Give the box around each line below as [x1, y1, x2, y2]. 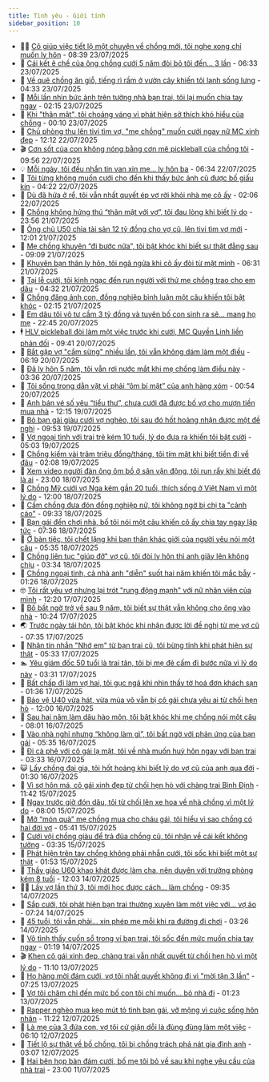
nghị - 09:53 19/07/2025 [19, 423, 102, 433]
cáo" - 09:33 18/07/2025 [19, 508, 102, 518]
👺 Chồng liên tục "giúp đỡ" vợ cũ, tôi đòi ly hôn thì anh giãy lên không [19, 551, 250, 561]
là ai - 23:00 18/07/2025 [19, 474, 100, 484]
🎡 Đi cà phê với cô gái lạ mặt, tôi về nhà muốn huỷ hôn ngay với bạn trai [19, 746, 256, 756]
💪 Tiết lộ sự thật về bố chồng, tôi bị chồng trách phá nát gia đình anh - [19, 1039, 252, 1048]
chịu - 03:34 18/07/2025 [19, 559, 102, 569]
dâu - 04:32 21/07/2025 [19, 284, 99, 293]
